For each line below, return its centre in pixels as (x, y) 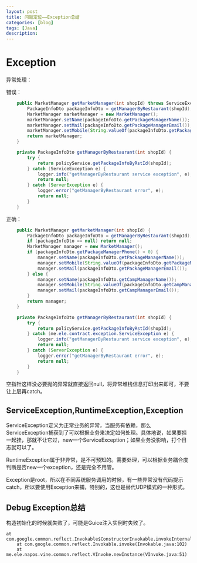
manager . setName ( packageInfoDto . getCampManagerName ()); (107, 279)
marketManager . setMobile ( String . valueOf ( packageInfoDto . (98, 131)
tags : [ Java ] (22, 28)
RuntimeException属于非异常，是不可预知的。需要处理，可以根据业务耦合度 (97, 460)
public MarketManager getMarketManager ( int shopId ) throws (90, 104)
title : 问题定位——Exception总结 (43, 17)
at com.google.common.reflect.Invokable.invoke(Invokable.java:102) (102, 544)
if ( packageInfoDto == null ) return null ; (80, 241)
